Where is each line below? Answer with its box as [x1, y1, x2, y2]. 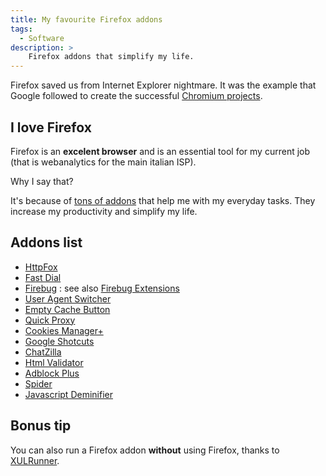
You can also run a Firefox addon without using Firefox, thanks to [10, 444, 280, 456]
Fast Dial [24, 271, 62, 283]
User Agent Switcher [24, 292, 112, 305]
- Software [19, 33, 65, 43]
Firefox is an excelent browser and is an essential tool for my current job [10, 145, 311, 157]
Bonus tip [10, 417, 72, 435]
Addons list [10, 234, 83, 251]
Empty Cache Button [24, 303, 111, 315]
